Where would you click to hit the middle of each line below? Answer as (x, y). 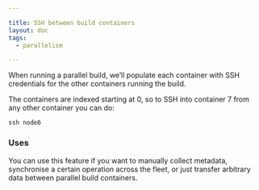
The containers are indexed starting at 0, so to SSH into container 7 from (129, 99)
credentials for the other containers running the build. (97, 84)
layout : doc (28, 30)
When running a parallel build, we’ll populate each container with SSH (124, 75)
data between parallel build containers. (73, 177)
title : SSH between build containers (72, 23)
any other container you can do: (61, 108)
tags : (17, 38)
